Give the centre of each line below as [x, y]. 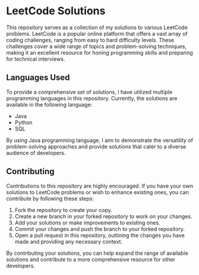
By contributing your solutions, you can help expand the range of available [97, 253]
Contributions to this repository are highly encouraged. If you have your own [99, 186]
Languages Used [38, 78]
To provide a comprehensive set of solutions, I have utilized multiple [89, 92]
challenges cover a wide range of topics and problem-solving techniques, [97, 46]
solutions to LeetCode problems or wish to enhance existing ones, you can [97, 192]
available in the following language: [49, 105]
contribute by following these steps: [50, 198]
